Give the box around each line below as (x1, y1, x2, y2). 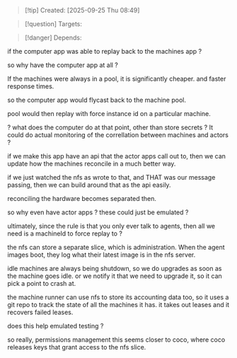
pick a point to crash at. (7, 279, 76, 287)
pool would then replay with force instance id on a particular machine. (7, 110, 211, 117)
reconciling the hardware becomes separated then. (7, 195, 157, 202)
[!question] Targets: (24, 20, 83, 28)
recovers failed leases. (7, 308, 74, 316)
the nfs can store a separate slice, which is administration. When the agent (7, 243, 225, 251)
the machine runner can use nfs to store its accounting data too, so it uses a (7, 293, 229, 301)
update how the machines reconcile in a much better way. (7, 159, 176, 168)
